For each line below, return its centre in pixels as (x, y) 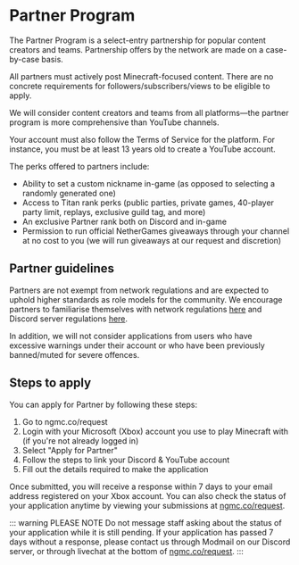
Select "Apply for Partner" (70, 450)
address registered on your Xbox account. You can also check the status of (148, 495)
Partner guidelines (62, 269)
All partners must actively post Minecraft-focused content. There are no (141, 76)
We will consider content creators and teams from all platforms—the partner (149, 112)
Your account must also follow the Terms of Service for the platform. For (142, 139)
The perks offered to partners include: (79, 166)
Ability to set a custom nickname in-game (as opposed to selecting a (148, 183)
